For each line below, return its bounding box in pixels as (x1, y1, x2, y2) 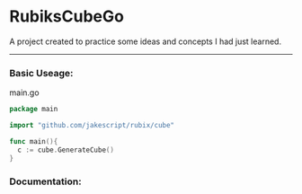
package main (9, 105, 58, 114)
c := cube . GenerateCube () (17, 145, 115, 154)
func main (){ (9, 137, 58, 145)
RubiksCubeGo (9, 6, 124, 27)
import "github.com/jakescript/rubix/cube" (9, 121, 175, 130)
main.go (9, 87, 40, 98)
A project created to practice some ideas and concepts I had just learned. (9, 36, 281, 47)
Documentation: (9, 175, 83, 188)
